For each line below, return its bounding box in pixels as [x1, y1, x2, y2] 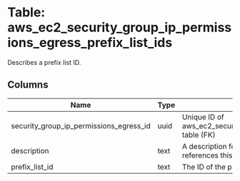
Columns [7, 79, 49, 91]
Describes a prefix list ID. [7, 58, 81, 66]
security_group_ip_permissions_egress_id [11, 120, 151, 130]
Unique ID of [181, 112, 224, 122]
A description [181, 141, 227, 151]
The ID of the [181, 162, 226, 172]
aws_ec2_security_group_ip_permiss [7, 19, 232, 36]
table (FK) [181, 130, 216, 140]
